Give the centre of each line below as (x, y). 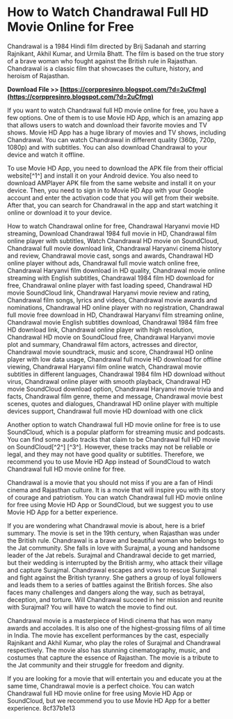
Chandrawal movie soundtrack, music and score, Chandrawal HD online (110, 352)
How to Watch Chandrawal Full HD (108, 12)
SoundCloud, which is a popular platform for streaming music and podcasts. (116, 432)
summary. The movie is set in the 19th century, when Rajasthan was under (114, 533)
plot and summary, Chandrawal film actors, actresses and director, (103, 344)
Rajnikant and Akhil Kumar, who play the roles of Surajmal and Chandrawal (114, 642)
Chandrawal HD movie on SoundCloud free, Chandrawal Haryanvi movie (111, 337)
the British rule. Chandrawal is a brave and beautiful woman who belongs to (116, 540)
